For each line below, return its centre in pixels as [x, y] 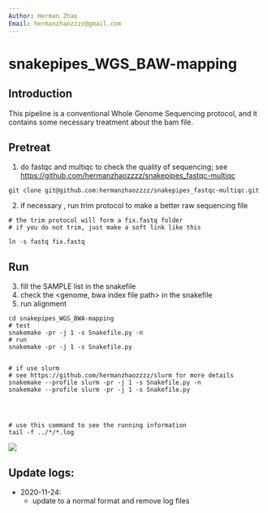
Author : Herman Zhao [43, 16]
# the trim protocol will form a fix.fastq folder [96, 220]
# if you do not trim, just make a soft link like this [105, 228]
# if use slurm [34, 368]
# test [19, 326]
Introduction [41, 94]
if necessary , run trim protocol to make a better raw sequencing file [134, 206]
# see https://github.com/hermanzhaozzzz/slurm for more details [121, 376]
